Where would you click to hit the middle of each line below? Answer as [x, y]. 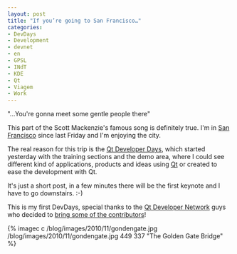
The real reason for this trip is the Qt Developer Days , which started [106, 149]
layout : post [27, 14]
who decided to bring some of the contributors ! [77, 215]
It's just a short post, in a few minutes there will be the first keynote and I [114, 186]
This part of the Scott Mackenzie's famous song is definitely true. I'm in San [118, 128]
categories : [25, 27]
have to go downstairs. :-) [45, 193]
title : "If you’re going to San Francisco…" [74, 21]
